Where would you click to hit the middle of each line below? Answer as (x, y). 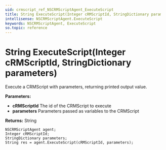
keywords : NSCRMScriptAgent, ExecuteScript (51, 23)
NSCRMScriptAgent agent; (31, 130)
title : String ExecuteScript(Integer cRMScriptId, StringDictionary (77, 14)
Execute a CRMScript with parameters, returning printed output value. (76, 87)
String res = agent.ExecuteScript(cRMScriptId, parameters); (69, 143)
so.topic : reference (26, 28)
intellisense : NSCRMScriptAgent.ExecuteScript (54, 19)
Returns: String (21, 120)
